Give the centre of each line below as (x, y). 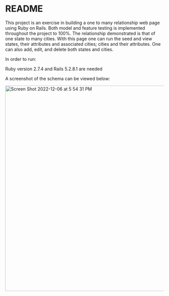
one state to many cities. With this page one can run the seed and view (79, 39)
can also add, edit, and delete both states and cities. (59, 49)
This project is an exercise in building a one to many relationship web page (82, 23)
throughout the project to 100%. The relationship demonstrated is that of (80, 33)
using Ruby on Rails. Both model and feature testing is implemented (75, 28)
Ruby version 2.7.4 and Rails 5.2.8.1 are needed (54, 69)
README (24, 9)
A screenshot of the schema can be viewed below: (58, 78)
